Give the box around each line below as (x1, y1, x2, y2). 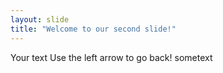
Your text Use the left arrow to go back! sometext (10, 51, 213, 63)
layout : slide (10, 14, 70, 25)
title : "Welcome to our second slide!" (10, 24, 177, 34)
